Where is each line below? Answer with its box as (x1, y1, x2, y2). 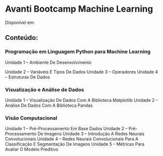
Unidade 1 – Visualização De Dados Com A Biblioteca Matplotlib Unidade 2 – (5, 97, 158, 103)
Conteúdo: (5, 34, 38, 42)
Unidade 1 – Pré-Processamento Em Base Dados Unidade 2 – (5, 126, 128, 132)
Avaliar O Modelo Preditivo (5, 146, 59, 152)
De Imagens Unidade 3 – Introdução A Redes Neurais (37, 131, 145, 137)
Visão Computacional (5, 115, 58, 121)
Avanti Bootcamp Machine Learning (5, 3, 153, 15)
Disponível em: (5, 19, 35, 25)
